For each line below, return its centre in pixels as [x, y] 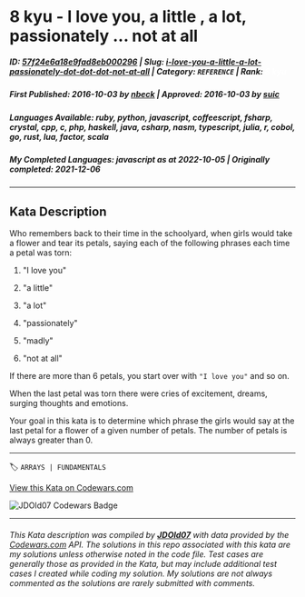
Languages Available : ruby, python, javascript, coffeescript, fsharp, [141, 117]
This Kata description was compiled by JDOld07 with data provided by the [149, 534]
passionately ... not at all [103, 36]
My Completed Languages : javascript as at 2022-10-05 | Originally [140, 159]
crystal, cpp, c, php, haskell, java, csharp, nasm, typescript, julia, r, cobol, [152, 127]
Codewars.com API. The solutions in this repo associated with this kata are [150, 544]
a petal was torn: [41, 253]
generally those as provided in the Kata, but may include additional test [143, 563]
